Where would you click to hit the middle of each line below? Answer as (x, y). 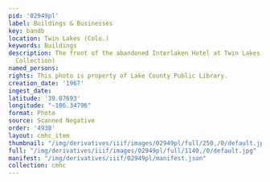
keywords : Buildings (43, 46)
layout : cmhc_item (39, 135)
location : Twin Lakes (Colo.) (59, 38)
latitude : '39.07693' (45, 98)
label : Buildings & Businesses (61, 23)
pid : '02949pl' (34, 16)
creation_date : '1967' (46, 83)
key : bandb (27, 31)
